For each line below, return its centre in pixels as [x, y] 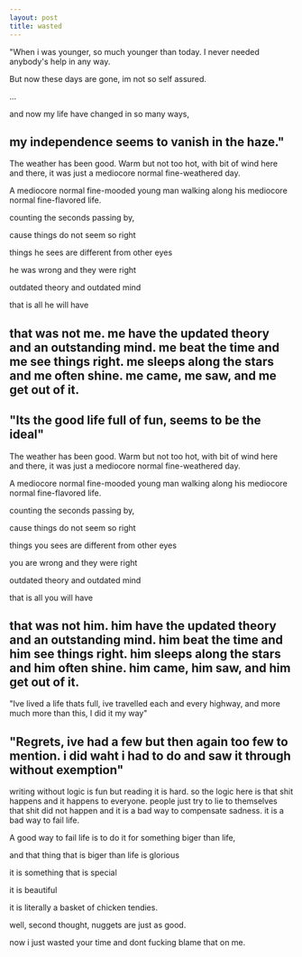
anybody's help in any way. [60, 61]
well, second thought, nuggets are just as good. [98, 925]
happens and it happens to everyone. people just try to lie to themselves [143, 801]
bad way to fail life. [45, 820]
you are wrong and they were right [73, 562]
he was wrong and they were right [73, 270]
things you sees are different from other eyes [93, 545]
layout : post [34, 18]
